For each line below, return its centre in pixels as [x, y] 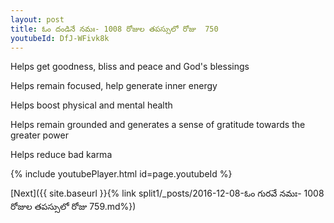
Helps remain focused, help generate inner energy [114, 86]
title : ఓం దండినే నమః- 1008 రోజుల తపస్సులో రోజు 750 [114, 29]
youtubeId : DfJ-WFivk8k [60, 38]
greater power [39, 135]
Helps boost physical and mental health [91, 105]
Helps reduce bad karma [61, 155]
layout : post [37, 19]
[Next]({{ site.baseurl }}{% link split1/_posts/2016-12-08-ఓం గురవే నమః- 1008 [167, 193]
